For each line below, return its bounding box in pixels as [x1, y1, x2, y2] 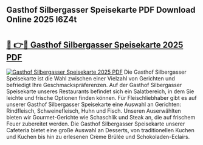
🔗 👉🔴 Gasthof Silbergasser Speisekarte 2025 [6, 40, 184, 50]
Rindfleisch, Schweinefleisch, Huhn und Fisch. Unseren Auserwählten [6, 107, 181, 115]
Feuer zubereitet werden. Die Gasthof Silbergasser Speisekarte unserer [6, 120, 185, 127]
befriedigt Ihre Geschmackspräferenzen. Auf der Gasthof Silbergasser [6, 82, 182, 88]
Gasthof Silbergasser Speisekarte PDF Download [6, 5, 196, 15]
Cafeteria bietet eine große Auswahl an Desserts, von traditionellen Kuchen [6, 127, 194, 133]
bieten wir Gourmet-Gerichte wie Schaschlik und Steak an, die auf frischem [6, 114, 196, 121]
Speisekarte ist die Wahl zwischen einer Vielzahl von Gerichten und [6, 75, 175, 82]
